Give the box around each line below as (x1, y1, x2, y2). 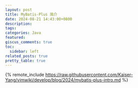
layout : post (5, 7, 32, 12)
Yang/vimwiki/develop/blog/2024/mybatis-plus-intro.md (5, 77, 121, 83)
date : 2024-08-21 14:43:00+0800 (5, 16, 72, 21)
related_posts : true (5, 53, 48, 59)
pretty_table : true (5, 58, 46, 63)
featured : (5, 35, 26, 40)
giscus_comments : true (5, 40, 52, 45)
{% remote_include (5, 72, 45, 78)
